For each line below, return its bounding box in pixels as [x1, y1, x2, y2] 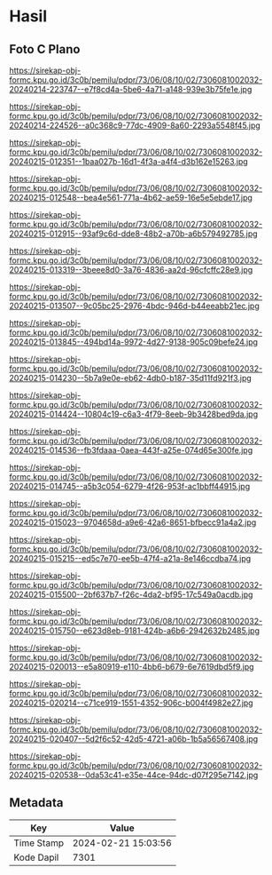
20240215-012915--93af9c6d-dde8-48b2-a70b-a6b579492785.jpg [9, 228, 259, 239]
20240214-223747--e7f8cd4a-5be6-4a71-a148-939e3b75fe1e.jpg [9, 84, 253, 94]
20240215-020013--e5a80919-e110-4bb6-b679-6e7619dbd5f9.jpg [9, 662, 254, 672]
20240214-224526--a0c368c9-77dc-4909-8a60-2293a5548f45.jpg [9, 120, 261, 131]
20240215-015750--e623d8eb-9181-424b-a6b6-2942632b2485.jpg [9, 625, 260, 636]
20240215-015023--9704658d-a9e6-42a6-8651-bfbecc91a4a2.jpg [9, 517, 257, 528]
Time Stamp [13, 837, 65, 849]
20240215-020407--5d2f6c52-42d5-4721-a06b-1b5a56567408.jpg [9, 734, 259, 744]
